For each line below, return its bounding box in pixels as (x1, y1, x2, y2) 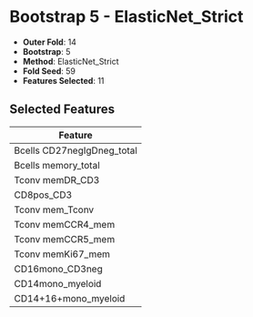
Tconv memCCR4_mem (14, 218, 116, 230)
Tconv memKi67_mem (14, 248, 111, 261)
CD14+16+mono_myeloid (14, 291, 126, 304)
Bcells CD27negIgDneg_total (14, 144, 138, 157)
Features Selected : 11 (22, 75, 105, 86)
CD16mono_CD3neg (14, 262, 103, 275)
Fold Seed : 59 (22, 66, 76, 77)
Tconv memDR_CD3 (14, 173, 100, 186)
